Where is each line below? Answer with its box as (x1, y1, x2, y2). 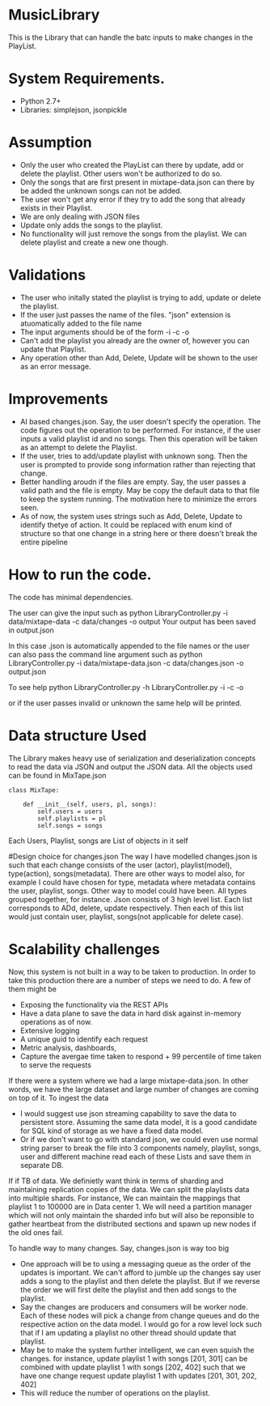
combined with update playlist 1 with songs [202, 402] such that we (19, 1362, 247, 1372)
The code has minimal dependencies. (8, 592, 133, 602)
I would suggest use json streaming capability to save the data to (19, 1108, 237, 1118)
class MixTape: (8, 786, 60, 795)
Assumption (8, 134, 93, 151)
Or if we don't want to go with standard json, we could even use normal (19, 1134, 259, 1144)
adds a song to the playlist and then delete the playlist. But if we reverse (19, 1276, 260, 1285)
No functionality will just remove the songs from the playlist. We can (19, 228, 247, 238)
